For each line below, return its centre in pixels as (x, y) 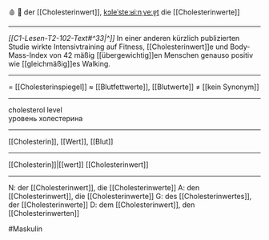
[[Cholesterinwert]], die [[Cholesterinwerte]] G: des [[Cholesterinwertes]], (130, 196)
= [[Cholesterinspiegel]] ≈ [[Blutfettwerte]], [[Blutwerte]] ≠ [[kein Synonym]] (134, 87)
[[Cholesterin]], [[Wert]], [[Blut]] (61, 141)
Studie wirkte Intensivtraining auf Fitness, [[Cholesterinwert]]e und (118, 47)
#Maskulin (25, 229)
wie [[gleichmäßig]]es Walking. (59, 64)
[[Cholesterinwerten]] (44, 213)
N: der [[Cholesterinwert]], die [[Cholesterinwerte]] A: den (104, 187)
